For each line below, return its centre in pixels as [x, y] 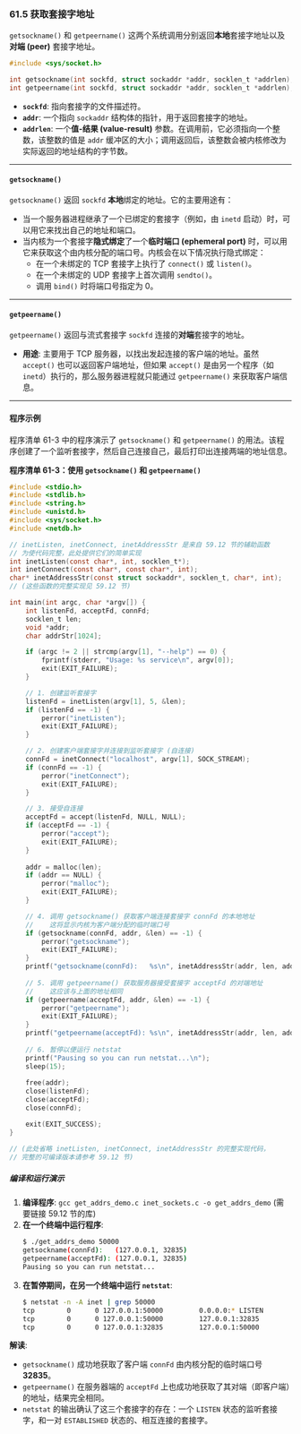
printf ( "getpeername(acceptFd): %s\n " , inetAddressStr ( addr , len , [152, 1033]
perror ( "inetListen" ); [84, 718]
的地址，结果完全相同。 [65, 1398]
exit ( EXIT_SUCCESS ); [64, 1124]
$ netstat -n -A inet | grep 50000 [89, 1302]
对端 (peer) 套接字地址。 [55, 47]
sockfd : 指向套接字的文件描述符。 [84, 106]
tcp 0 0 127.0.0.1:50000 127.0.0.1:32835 [141, 1318]
